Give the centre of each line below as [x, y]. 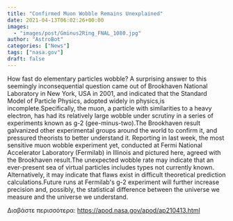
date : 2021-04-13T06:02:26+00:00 [56, 20]
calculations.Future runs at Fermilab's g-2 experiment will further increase [113, 182]
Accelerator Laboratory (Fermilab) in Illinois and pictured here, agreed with [114, 152]
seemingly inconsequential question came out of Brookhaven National [107, 86]
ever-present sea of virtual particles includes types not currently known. [111, 167]
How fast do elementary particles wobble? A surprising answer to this [107, 79]
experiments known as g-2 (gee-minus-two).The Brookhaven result [104, 123]
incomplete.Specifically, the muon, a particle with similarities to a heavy [110, 108]
